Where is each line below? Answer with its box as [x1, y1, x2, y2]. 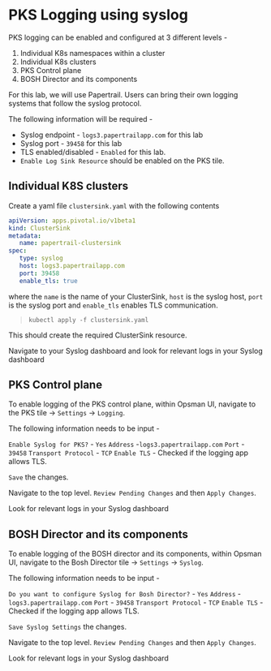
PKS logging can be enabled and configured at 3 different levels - [8, 32, 228, 42]
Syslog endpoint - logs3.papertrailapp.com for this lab [19, 130, 204, 140]
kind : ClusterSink [8, 224, 71, 232]
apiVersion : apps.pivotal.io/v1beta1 [8, 217, 136, 225]
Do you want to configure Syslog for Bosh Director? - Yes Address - [8, 589, 242, 599]
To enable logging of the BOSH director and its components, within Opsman [8, 549, 262, 559]
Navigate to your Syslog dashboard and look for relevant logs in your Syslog [8, 346, 263, 355]
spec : [8, 247, 27, 255]
